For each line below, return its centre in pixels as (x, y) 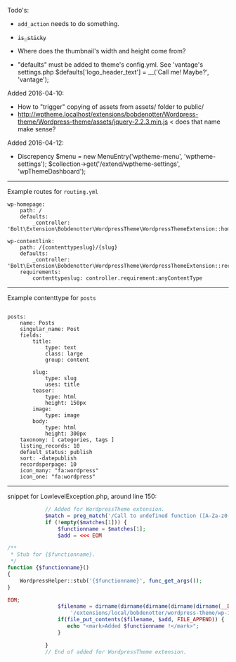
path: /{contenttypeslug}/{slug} (69, 247)
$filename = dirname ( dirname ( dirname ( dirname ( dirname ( (139, 606)
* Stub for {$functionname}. (53, 554)
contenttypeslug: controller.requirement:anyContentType (117, 278)
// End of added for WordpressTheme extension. (116, 652)
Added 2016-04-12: (36, 143)
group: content (67, 360)
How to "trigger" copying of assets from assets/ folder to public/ (111, 107)
